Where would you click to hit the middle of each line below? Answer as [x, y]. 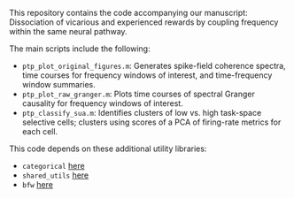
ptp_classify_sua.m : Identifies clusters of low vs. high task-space [142, 113]
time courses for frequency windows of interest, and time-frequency [147, 75]
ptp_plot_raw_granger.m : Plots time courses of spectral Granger [138, 94]
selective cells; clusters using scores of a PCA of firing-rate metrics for [151, 122]
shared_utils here [55, 175]
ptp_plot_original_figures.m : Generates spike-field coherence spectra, [154, 66]
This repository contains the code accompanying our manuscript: [128, 13]
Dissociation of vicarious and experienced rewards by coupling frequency [144, 22]
